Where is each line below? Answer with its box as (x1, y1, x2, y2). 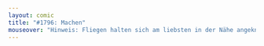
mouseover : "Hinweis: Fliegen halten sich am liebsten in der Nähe (8, 26, 234, 34)
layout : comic (8, 11, 55, 19)
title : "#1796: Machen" (8, 19, 86, 27)
